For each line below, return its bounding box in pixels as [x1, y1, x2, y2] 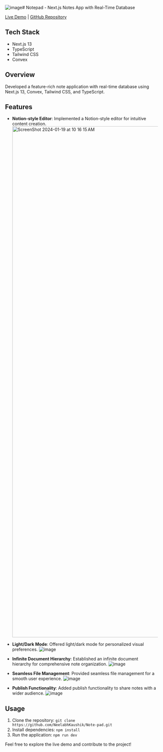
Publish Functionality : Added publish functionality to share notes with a [12, 685, 156, 691]
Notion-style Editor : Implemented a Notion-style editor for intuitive [12, 116, 147, 122]
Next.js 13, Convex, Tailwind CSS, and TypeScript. [5, 89, 105, 94]
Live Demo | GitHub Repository [5, 14, 67, 19]
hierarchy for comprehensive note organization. [12, 661, 108, 667]
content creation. [12, 121, 47, 127]
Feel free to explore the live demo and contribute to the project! [5, 741, 132, 747]
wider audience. [12, 690, 45, 696]
